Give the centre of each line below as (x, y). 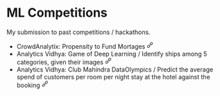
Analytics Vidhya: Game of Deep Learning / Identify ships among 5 (112, 54)
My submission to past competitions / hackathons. (78, 32)
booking (28, 85)
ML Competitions (57, 13)
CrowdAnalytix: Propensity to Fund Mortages (81, 46)
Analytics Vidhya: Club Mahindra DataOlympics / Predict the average (115, 69)
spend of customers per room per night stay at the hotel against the (113, 77)
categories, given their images (60, 62)
